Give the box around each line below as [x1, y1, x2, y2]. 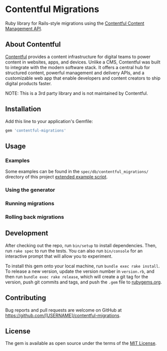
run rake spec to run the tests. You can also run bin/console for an [5, 248, 143, 254]
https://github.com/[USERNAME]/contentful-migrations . [5, 312, 121, 318]
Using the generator [5, 187, 55, 194]
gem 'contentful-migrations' [5, 128, 66, 133]
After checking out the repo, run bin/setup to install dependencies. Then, [5, 242, 157, 248]
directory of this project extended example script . [5, 174, 108, 180]
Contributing [5, 294, 46, 302]
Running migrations [5, 200, 54, 207]
